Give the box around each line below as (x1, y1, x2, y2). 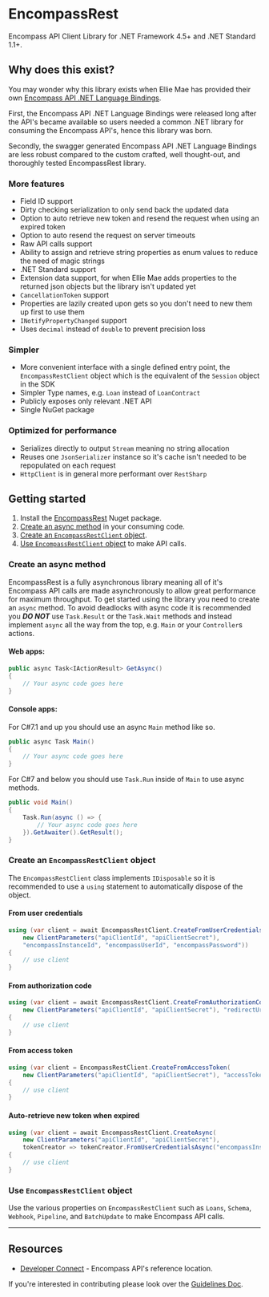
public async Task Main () (8, 737, 94, 746)
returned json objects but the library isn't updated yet (19, 282, 196, 291)
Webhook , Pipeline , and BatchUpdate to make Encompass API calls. (8, 1212, 226, 1222)
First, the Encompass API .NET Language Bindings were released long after (8, 108, 257, 118)
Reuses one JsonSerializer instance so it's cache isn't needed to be (19, 452, 247, 461)
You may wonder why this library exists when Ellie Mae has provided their (8, 84, 251, 94)
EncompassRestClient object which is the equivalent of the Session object (19, 371, 260, 381)
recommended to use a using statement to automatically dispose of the (8, 882, 243, 891)
